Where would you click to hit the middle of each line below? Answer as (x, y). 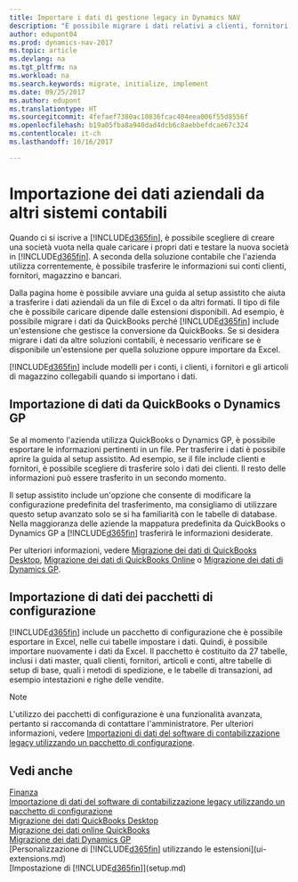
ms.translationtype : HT (53, 109)
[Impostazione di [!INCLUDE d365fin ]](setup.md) (98, 868)
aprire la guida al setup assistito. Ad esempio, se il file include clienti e (137, 458)
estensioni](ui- (240, 849)
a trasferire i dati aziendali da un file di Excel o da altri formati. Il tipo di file (145, 302)
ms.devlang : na (37, 59)
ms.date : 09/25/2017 (48, 92)
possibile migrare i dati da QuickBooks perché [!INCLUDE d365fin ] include (144, 321)
